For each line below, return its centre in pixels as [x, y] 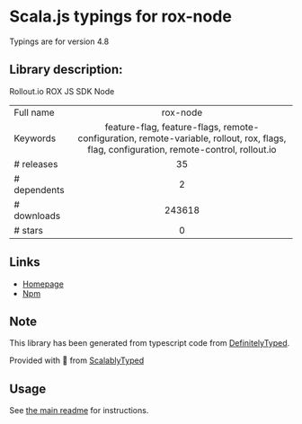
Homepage [43, 284]
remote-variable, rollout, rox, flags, [213, 138]
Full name [35, 112]
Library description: [66, 70]
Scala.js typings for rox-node [120, 17]
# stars [28, 230]
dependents [39, 190]
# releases [36, 163]
